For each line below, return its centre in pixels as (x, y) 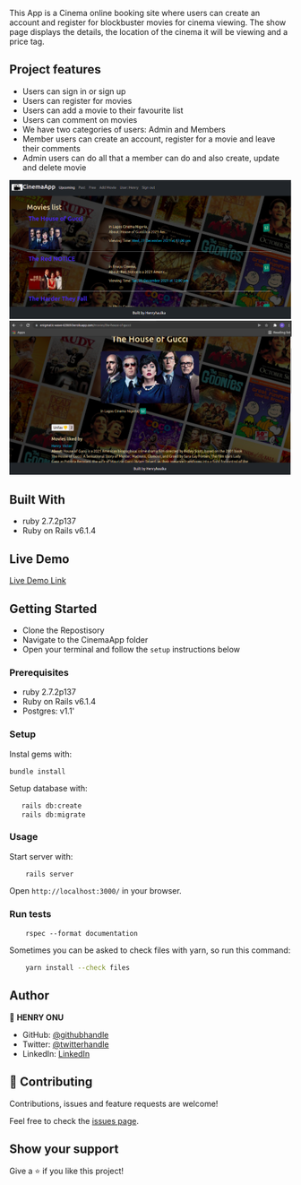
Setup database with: (48, 788)
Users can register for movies (77, 100)
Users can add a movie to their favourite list (103, 110)
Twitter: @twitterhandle (65, 1044)
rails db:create (52, 806)
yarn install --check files (77, 968)
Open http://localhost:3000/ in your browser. (95, 890)
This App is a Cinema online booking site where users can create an (135, 13)
